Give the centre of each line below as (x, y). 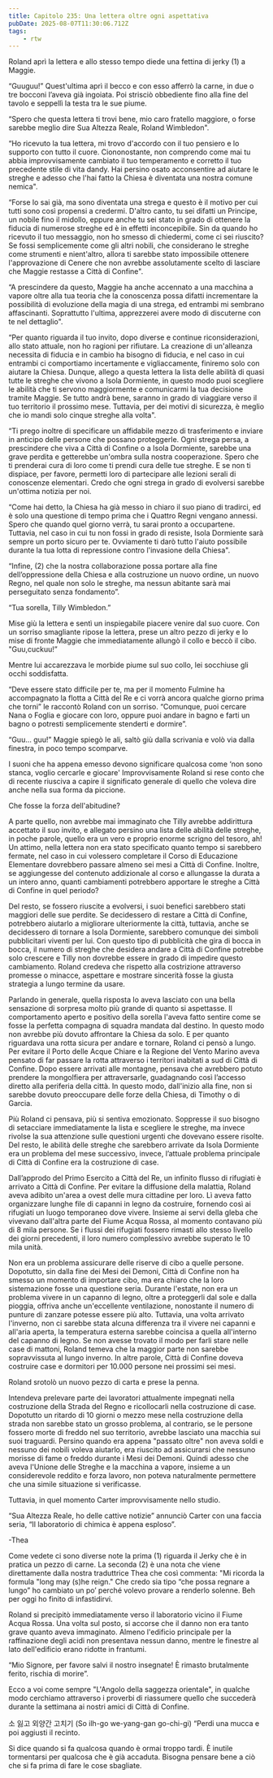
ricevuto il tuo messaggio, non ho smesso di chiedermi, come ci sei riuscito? (136, 237)
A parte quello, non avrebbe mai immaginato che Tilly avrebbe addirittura (131, 822)
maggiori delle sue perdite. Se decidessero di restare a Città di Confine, (128, 915)
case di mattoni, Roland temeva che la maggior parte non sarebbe (119, 1349)
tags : (17, 31)
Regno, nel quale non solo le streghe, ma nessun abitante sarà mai (119, 583)
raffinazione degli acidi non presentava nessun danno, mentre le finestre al (134, 1641)
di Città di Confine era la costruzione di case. (84, 1162)
